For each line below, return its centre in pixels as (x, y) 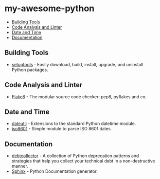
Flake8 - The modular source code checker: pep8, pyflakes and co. (79, 97)
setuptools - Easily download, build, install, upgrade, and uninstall (77, 64)
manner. (20, 166)
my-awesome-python (50, 9)
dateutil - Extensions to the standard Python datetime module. (74, 124)
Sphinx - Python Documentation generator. (54, 171)
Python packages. (30, 70)
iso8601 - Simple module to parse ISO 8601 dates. (62, 129)
